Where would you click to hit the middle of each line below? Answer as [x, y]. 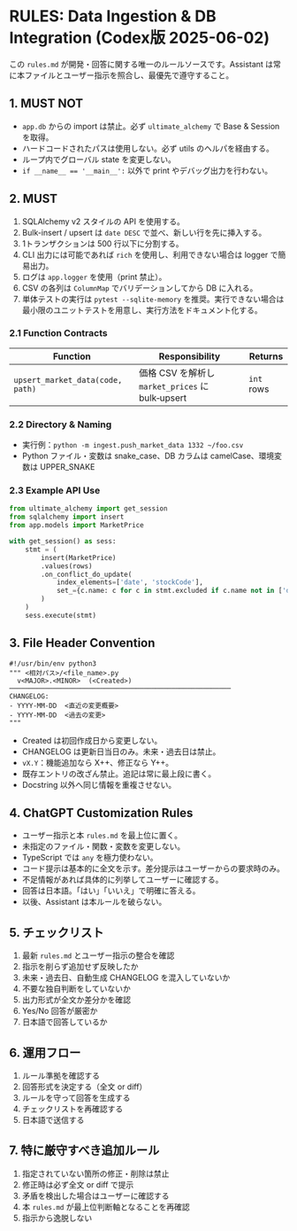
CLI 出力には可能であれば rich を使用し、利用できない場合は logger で [150, 254]
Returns [266, 356]
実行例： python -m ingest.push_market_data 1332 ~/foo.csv [133, 445]
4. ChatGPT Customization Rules [101, 813]
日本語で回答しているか [65, 1022]
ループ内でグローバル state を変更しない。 [99, 159]
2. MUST [34, 199]
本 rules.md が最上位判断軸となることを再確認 [106, 1206]
